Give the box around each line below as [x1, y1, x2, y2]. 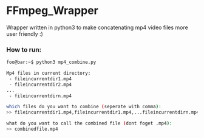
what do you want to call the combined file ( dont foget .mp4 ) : [6, 120, 172, 126]
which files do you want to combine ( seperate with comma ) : [6, 104, 162, 110]
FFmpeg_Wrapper [6, 4, 98, 18]
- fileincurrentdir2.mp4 [8, 81, 72, 88]
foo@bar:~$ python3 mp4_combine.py [6, 59, 97, 66]
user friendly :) [6, 30, 44, 37]
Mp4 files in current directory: [6, 71, 91, 77]
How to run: [6, 45, 42, 53]
